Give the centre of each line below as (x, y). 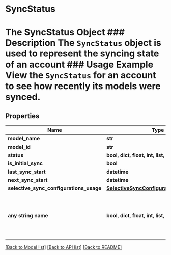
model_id (19, 147)
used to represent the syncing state (82, 54)
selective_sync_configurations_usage (55, 188)
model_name (24, 139)
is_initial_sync (25, 163)
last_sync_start (27, 172)
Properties (22, 116)
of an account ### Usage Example (79, 65)
